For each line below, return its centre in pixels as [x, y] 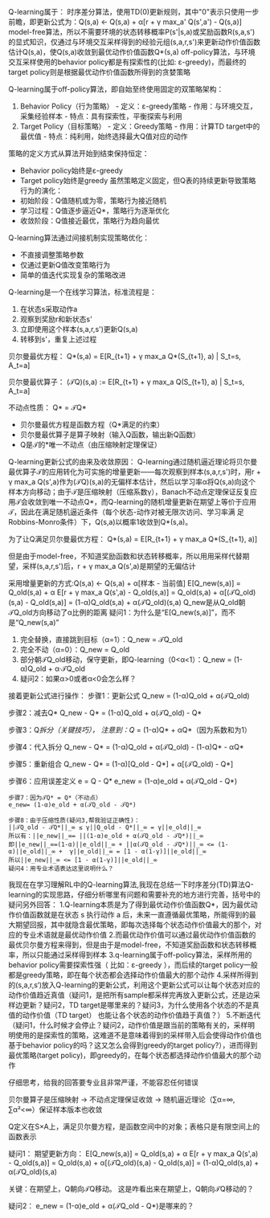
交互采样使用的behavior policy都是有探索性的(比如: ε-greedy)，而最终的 [127, 62]
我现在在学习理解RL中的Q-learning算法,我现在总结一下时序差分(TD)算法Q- [131, 885]
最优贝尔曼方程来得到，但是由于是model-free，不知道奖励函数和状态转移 [129, 945]
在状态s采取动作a [49, 309]
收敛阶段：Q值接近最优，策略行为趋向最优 [90, 221]
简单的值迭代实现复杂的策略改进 [73, 275]
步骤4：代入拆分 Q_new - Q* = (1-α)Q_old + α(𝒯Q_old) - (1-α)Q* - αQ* [126, 747]
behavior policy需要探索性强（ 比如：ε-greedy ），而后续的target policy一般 [133, 965]
